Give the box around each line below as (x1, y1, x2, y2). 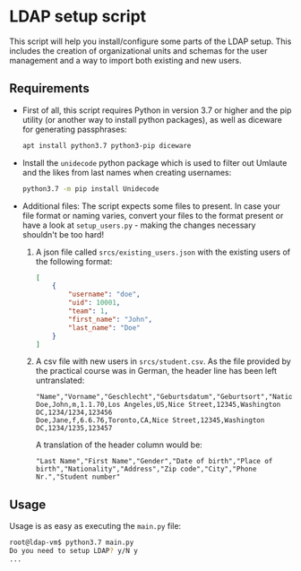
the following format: (35, 255, 113, 266)
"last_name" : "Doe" (67, 323, 141, 333)
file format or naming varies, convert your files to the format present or (21, 210, 284, 221)
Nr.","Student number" (35, 472, 121, 481)
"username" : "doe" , (67, 290, 141, 299)
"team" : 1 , (67, 307, 109, 316)
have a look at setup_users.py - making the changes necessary (21, 220, 256, 230)
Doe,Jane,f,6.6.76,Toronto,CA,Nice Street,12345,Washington (35, 416, 265, 425)
